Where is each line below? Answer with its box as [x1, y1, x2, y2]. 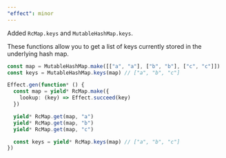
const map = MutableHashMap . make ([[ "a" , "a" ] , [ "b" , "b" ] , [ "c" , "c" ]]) [7, 63, 220, 69]
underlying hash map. [7, 49, 69, 58]
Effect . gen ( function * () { [7, 82, 85, 89]
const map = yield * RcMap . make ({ [13, 88, 110, 95]
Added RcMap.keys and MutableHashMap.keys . [7, 29, 133, 37]
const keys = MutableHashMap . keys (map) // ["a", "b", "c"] [7, 69, 181, 76]
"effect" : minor [7, 10, 54, 17]
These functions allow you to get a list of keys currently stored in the [7, 42, 202, 50]
